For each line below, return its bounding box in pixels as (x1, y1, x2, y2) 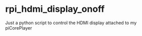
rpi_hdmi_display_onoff (5, 3, 105, 15)
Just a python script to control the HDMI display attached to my (5, 20, 137, 26)
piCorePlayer (5, 25, 32, 31)
